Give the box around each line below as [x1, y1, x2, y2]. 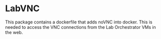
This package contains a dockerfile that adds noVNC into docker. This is [5, 19, 153, 25]
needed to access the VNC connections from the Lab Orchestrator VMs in [5, 24, 156, 30]
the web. [5, 29, 23, 35]
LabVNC [5, 3, 40, 14]
